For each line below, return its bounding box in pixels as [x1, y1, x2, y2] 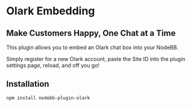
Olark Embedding [6, 4, 95, 18]
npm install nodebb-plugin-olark [6, 94, 90, 101]
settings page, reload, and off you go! [6, 62, 100, 69]
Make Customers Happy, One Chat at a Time [6, 28, 176, 38]
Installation [6, 79, 49, 89]
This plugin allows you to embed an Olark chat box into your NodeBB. [6, 44, 179, 51]
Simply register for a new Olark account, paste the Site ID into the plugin [6, 56, 186, 62]
